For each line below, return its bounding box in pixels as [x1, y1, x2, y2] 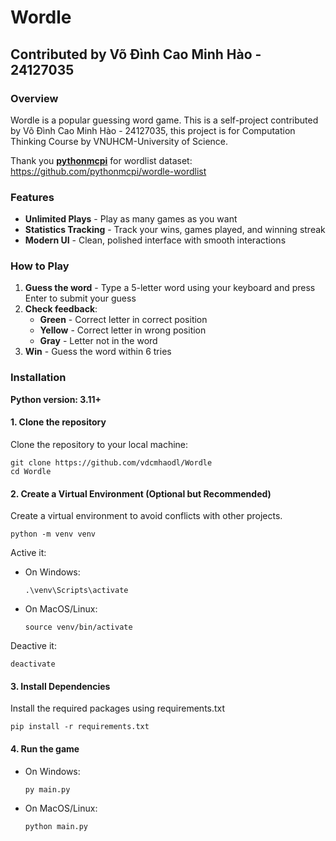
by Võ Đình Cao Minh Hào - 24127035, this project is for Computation [10, 124, 296, 136]
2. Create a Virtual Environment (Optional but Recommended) [10, 487, 272, 500]
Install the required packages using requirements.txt [10, 702, 226, 715]
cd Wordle [10, 466, 52, 476]
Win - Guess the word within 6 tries [24, 346, 172, 358]
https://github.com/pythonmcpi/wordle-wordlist [10, 165, 207, 177]
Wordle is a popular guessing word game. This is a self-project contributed [10, 114, 319, 126]
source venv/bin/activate [24, 622, 133, 633]
